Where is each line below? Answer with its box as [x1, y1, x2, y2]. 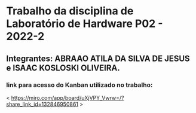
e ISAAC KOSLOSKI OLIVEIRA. [6, 63, 121, 73]
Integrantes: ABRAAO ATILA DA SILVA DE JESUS [6, 53, 190, 63]
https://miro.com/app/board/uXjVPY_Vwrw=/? [11, 94, 124, 101]
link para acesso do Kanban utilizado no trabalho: [6, 81, 153, 89]
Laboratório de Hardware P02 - [6, 17, 163, 30]
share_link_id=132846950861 [6, 100, 79, 108]
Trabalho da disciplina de [6, 4, 134, 18]
